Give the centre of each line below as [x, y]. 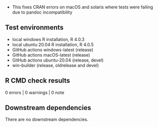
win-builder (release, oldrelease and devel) [56, 65]
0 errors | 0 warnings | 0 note [35, 92]
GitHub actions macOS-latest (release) [51, 55]
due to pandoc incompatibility [42, 12]
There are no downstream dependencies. [47, 120]
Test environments [34, 28]
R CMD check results [38, 81]
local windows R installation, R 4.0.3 [48, 39]
